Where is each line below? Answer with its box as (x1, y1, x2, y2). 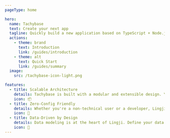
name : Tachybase (9, 21, 44, 26)
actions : (9, 36, 28, 41)
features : (5, 82, 26, 88)
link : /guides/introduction (18, 49, 78, 55)
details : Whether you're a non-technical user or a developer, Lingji (14, 106, 166, 111)
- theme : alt (14, 54, 42, 59)
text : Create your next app (9, 26, 69, 31)
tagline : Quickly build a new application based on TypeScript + (9, 31, 151, 36)
